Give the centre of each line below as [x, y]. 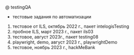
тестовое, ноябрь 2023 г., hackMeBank [54, 47]
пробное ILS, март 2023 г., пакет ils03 [53, 31]
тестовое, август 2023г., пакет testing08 [55, 37]
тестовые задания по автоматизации [52, 17]
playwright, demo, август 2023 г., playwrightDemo [65, 42]
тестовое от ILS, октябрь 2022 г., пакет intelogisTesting [71, 26]
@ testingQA [18, 7]
